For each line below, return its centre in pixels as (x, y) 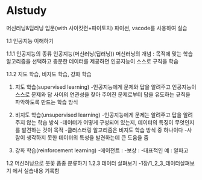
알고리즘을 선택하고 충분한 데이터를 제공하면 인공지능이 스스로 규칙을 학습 (93, 61)
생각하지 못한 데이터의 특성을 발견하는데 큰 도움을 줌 (87, 137)
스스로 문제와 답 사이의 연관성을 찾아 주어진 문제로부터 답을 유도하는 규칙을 (103, 94)
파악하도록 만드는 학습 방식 (46, 102)
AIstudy (27, 11)
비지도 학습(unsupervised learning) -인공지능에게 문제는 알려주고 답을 (98, 115)
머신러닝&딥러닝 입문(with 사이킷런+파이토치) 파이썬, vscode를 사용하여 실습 (97, 28)
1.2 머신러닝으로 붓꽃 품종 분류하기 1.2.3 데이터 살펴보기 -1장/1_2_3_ (86, 163)
